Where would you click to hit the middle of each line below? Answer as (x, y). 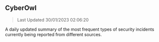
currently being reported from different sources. (53, 34)
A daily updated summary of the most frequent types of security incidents (80, 29)
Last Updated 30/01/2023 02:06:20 (53, 20)
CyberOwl (21, 8)
